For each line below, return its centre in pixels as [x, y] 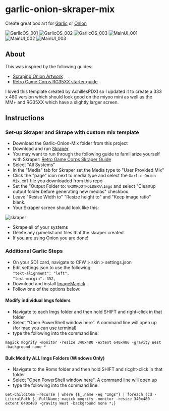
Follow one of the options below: [46, 289]
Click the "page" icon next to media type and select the [70, 176]
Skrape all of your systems [40, 227]
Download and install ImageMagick [49, 283]
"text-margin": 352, [34, 279]
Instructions [25, 118]
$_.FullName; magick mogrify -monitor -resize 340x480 [91, 399]
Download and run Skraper [41, 149]
